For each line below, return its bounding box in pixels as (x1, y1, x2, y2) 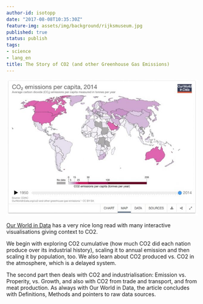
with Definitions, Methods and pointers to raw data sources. (6, 290, 156, 298)
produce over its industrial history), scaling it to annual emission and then (6, 246, 190, 253)
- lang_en (6, 55, 32, 61)
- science (6, 49, 32, 55)
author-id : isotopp (6, 10, 56, 16)
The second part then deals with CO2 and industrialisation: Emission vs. (6, 271, 187, 278)
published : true (6, 29, 47, 35)
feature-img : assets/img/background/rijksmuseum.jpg (6, 23, 143, 29)
